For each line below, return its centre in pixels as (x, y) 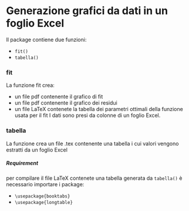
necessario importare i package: (45, 184)
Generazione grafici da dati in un (87, 11)
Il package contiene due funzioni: (46, 39)
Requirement (22, 163)
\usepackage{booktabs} (42, 196)
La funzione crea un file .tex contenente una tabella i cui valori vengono (92, 143)
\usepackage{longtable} (44, 202)
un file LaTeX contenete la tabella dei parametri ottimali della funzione (99, 109)
